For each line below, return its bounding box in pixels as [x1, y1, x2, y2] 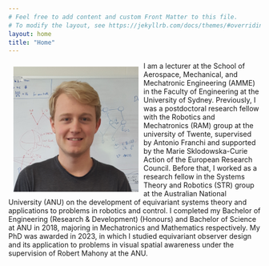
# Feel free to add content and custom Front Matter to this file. [8, 13, 239, 21]
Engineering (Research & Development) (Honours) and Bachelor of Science [8, 215, 257, 224]
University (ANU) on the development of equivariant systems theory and [8, 197, 247, 208]
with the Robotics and [143, 112, 215, 122]
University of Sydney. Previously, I [143, 95, 256, 105]
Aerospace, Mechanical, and [143, 70, 239, 79]
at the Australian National [143, 189, 227, 199]
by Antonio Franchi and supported [143, 138, 256, 147]
